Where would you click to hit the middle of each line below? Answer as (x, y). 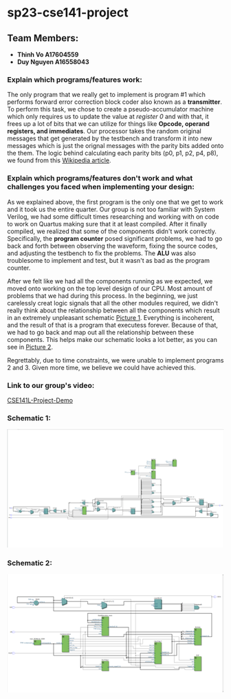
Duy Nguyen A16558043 (53, 62)
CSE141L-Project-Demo (40, 400)
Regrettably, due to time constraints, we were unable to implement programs (115, 360)
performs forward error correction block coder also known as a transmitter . (114, 102)
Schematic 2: (30, 563)
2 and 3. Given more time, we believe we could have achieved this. (101, 367)
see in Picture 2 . (30, 347)
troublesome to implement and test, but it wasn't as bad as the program (108, 260)
